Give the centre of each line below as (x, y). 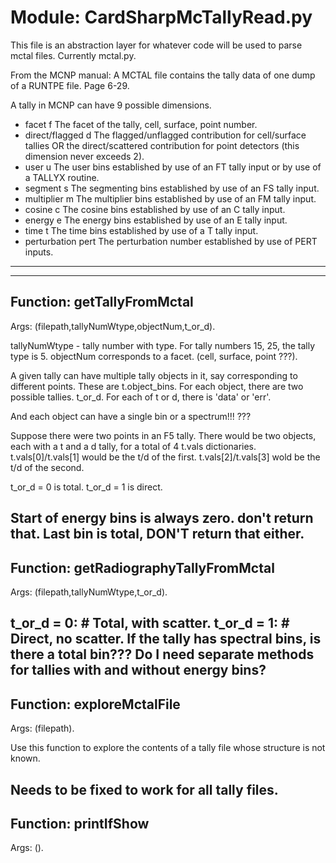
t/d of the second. (47, 467)
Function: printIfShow (80, 823)
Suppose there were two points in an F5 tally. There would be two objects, (163, 435)
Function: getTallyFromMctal (102, 302)
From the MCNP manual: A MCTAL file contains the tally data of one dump (163, 75)
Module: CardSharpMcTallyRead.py (161, 17)
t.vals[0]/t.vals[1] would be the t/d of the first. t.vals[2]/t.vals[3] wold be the (165, 457)
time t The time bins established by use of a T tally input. (141, 230)
